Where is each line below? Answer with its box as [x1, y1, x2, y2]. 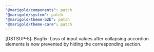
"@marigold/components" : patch [5, 7, 72, 13]
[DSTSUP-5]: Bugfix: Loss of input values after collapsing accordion [5, 36, 149, 42]
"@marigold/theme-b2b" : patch [5, 17, 70, 22]
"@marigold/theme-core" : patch [5, 21, 72, 27]
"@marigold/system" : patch [5, 12, 63, 17]
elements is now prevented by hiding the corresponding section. [5, 41, 142, 47]
